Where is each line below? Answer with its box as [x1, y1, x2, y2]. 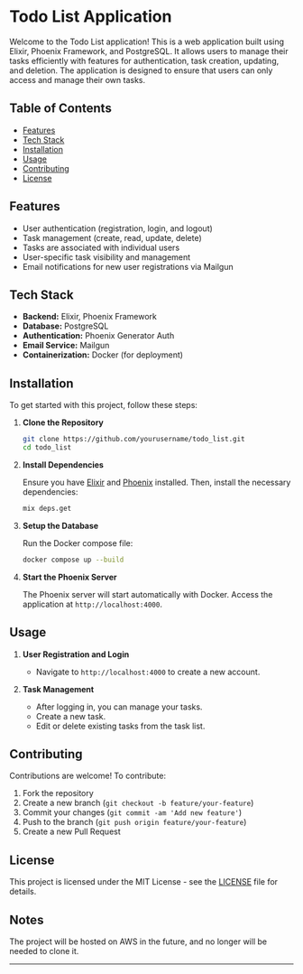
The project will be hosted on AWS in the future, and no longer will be [9, 936, 268, 947]
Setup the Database [22, 520, 99, 531]
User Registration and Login [22, 648, 130, 660]
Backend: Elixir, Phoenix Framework [22, 311, 158, 322]
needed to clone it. [9, 945, 79, 956]
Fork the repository [22, 788, 95, 799]
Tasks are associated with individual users [22, 242, 180, 253]
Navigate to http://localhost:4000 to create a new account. [35, 666, 261, 677]
